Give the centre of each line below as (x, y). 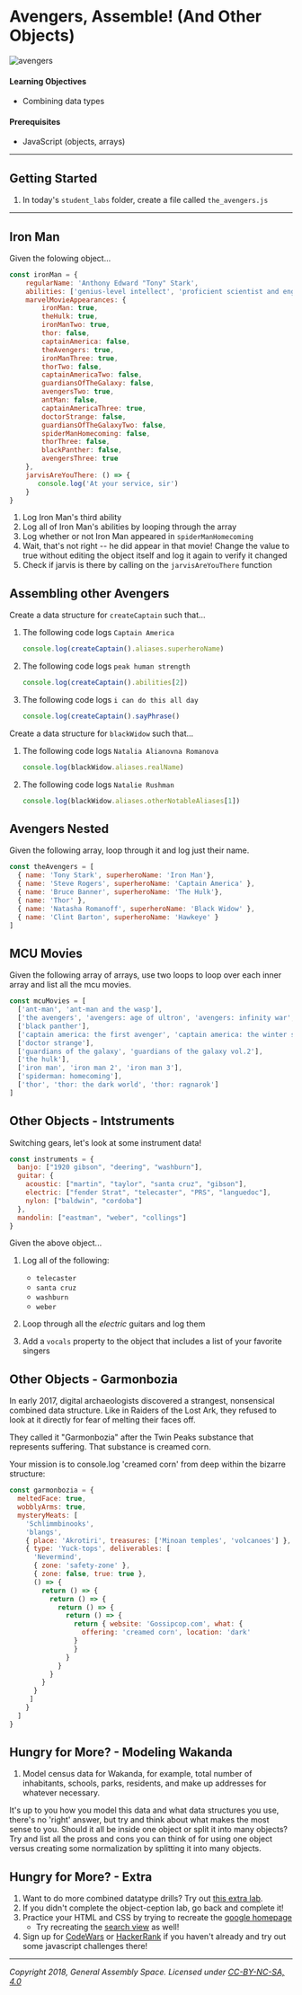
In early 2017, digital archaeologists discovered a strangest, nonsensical (142, 1401)
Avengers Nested (59, 829)
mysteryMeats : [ (48, 1515)
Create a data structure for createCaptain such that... (107, 615)
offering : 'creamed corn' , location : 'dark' (166, 1633)
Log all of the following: (66, 1261)
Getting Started (53, 178)
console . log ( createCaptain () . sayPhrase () (101, 716)
